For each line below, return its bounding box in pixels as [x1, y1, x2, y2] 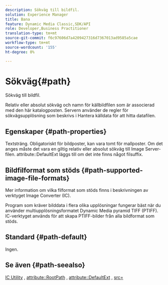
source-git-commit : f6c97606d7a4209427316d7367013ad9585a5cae [5, 36, 138, 41]
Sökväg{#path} [5, 76, 71, 87]
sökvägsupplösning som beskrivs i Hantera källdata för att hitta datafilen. [5, 113, 156, 119]
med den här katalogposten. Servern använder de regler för [5, 107, 129, 113]
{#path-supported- [81, 166, 143, 174]
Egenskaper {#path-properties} [5, 127, 107, 136]
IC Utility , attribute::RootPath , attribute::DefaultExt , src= [5, 274, 124, 280]
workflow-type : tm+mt [5, 40, 51, 45]
